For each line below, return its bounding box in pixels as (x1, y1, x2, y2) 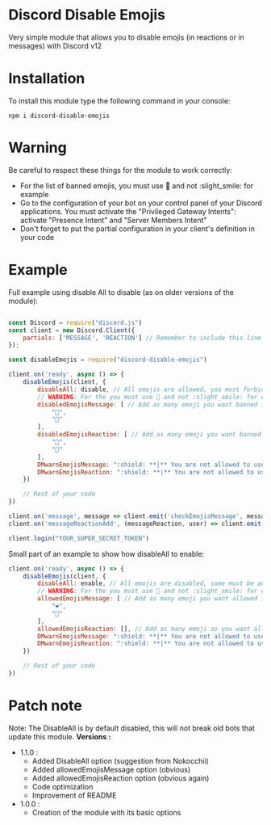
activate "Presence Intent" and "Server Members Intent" (19, 215, 207, 225)
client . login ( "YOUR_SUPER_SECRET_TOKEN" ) (8, 534, 150, 542)
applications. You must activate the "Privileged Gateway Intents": (19, 206, 236, 216)
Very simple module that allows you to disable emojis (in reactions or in (8, 32, 244, 42)
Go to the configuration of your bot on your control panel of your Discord (19, 198, 262, 208)
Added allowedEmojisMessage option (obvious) (31, 764, 191, 774)
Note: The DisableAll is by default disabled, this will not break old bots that (8, 723, 256, 733)
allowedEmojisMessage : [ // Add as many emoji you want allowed (37, 595, 258, 603)
